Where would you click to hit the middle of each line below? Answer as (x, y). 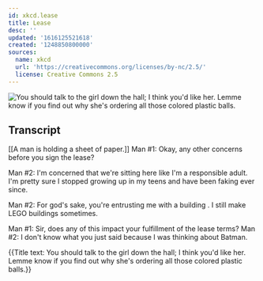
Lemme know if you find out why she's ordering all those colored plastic (126, 261)
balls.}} (20, 269)
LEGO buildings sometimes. (53, 214)
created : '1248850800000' (51, 45)
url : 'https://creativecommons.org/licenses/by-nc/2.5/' (111, 67)
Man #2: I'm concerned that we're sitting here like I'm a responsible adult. (128, 173)
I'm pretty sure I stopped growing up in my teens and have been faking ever (131, 181)
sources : (23, 52)
